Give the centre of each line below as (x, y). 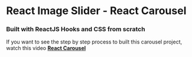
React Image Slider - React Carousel (96, 11)
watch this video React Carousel (46, 48)
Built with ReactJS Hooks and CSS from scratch (76, 29)
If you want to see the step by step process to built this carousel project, (94, 42)
